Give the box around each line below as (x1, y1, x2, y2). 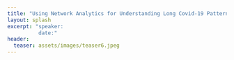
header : (7, 36, 30, 43)
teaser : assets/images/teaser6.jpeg (13, 42, 120, 49)
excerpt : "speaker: (7, 23, 64, 30)
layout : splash (7, 17, 52, 23)
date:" (38, 29, 58, 37)
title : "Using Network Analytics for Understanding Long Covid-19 (7, 10, 204, 17)
